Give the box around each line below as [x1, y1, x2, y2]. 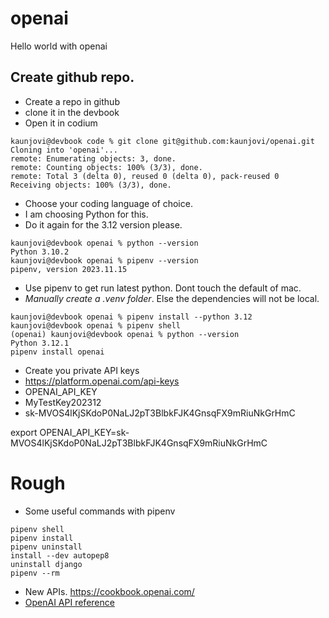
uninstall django [10, 559, 83, 569]
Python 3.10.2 [10, 247, 70, 257]
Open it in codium [24, 117, 98, 129]
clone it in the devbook [24, 106, 120, 118]
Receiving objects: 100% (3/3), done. [10, 180, 172, 190]
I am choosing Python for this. [24, 208, 149, 220]
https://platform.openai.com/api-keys [24, 375, 180, 387]
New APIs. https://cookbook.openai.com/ [24, 585, 195, 597]
